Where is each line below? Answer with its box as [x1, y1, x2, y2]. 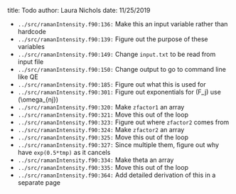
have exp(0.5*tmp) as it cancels [17, 149, 111, 156]
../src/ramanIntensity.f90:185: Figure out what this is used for [17, 80, 206, 88]
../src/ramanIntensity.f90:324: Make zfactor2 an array [17, 126, 185, 134]
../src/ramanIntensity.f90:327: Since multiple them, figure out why [17, 141, 219, 149]
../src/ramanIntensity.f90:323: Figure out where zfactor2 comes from [17, 118, 230, 126]
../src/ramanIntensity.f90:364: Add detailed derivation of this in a [17, 171, 216, 179]
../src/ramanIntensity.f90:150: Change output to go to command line [17, 65, 226, 73]
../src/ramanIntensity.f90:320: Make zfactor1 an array [17, 103, 185, 111]
